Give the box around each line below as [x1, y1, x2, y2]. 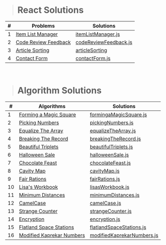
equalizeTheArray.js [90, 127, 136, 134]
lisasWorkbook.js [90, 183, 130, 190]
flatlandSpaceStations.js [90, 224, 147, 231]
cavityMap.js [90, 167, 120, 174]
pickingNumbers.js [90, 119, 134, 126]
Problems [32, 22, 55, 29]
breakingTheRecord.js [90, 135, 141, 142]
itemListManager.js [75, 31, 120, 38]
